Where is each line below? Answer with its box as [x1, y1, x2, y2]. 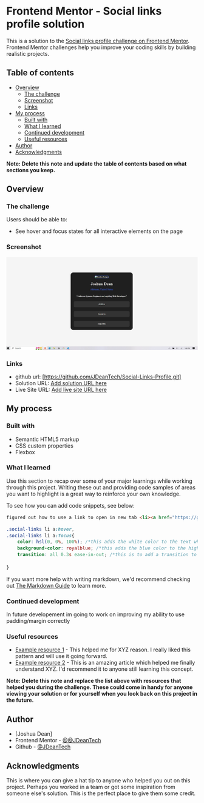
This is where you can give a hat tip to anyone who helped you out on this [6, 777, 191, 784]
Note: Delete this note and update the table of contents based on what [6, 160, 187, 167]
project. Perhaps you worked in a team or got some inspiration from [6, 784, 176, 791]
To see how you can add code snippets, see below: [6, 502, 135, 509]
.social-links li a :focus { [6, 533, 75, 539]
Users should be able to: [6, 216, 68, 223]
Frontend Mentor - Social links [6, 4, 162, 18]
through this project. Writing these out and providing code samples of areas [6, 483, 196, 491]
